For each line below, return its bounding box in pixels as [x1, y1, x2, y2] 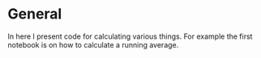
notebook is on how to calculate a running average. [7, 39, 179, 49]
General [7, 5, 62, 23]
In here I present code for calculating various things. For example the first [7, 31, 253, 41]
